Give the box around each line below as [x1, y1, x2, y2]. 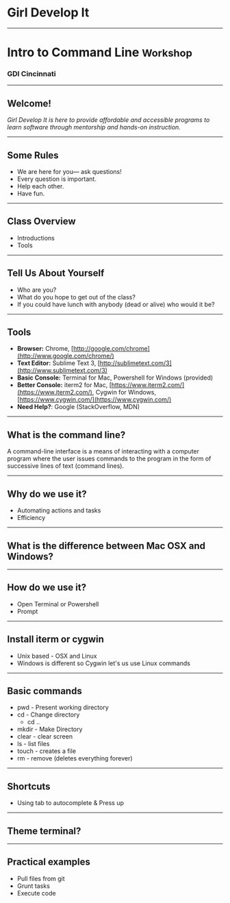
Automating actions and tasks [16, 506, 101, 515]
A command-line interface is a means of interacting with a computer [7, 447, 200, 456]
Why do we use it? [7, 488, 87, 499]
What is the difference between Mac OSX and [7, 540, 205, 552]
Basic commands [7, 685, 82, 697]
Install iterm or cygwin [7, 634, 105, 645]
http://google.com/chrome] [73, 345, 151, 353]
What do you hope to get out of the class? [16, 293, 136, 301]
